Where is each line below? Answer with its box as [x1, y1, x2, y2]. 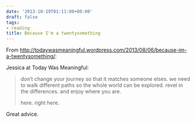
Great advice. [6, 111, 39, 118]
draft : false [6, 14, 38, 20]
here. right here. [20, 99, 60, 106]
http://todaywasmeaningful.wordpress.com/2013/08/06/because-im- [19, 46, 187, 53]
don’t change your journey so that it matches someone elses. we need [20, 76, 190, 83]
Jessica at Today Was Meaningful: [6, 64, 89, 71]
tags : [6, 19, 19, 25]
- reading [6, 25, 30, 31]
